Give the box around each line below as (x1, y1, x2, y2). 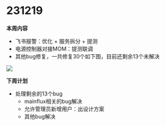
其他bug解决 (24, 113, 56, 120)
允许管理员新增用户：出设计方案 (24, 105, 105, 113)
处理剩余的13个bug (15, 89, 63, 97)
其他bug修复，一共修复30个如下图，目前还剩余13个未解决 (15, 52, 160, 60)
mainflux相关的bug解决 (24, 97, 83, 105)
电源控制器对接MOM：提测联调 (15, 45, 93, 52)
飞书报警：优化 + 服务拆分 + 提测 (15, 37, 99, 44)
